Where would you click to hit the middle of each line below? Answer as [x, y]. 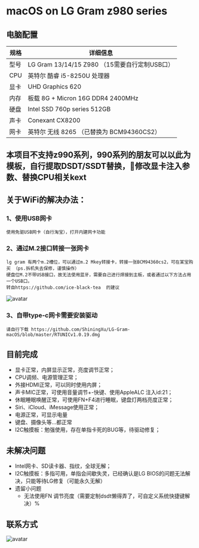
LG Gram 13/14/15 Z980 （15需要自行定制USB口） [101, 64]
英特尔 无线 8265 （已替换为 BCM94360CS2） [94, 132]
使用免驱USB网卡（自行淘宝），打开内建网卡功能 [56, 232]
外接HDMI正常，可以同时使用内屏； [59, 385]
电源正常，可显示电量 [41, 415]
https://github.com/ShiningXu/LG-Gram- [80, 329]
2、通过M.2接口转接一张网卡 [48, 248]
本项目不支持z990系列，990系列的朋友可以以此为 [99, 155]
